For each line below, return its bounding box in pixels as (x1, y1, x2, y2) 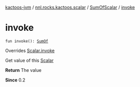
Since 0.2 (5, 77, 26, 83)
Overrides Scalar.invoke (5, 48, 55, 54)
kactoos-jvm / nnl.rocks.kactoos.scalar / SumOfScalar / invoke (5, 5, 135, 10)
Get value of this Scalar (5, 57, 54, 63)
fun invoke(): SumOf (5, 38, 49, 43)
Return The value (5, 67, 42, 73)
